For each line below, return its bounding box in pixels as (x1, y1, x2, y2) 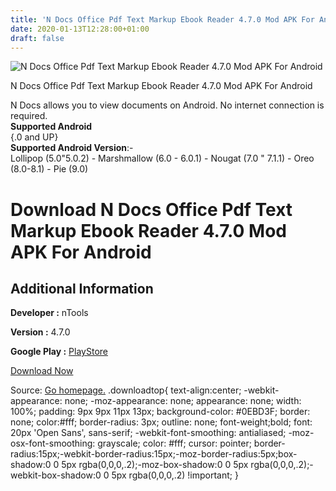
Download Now (10, 365, 74, 377)
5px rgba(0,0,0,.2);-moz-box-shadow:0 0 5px (61, 459, 249, 471)
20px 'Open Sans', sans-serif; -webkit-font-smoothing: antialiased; (10, 427, 287, 439)
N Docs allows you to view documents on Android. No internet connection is (10, 99, 325, 111)
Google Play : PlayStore (10, 346, 108, 358)
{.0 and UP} (10, 131, 59, 143)
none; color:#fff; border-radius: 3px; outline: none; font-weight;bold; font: (10, 416, 313, 428)
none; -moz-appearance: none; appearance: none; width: (64, 395, 302, 407)
